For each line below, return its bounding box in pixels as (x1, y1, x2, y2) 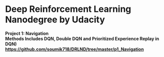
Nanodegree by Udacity (5, 14, 105, 25)
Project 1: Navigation (5, 30, 49, 36)
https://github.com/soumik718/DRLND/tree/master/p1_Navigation (5, 46, 144, 52)
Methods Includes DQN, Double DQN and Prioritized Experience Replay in (5, 36, 160, 42)
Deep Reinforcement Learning (5, 3, 131, 15)
